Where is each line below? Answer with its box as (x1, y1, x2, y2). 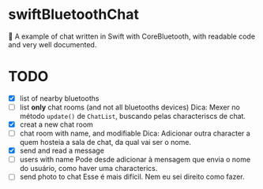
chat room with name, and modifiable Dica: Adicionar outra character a (19, 128, 250, 139)
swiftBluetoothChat (8, 6, 140, 24)
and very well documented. (8, 39, 97, 49)
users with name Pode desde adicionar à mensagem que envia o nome (19, 155, 251, 165)
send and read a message (19, 146, 105, 155)
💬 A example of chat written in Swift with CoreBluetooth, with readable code (8, 31, 255, 41)
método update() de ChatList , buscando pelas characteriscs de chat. (19, 112, 246, 120)
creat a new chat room (19, 120, 93, 129)
